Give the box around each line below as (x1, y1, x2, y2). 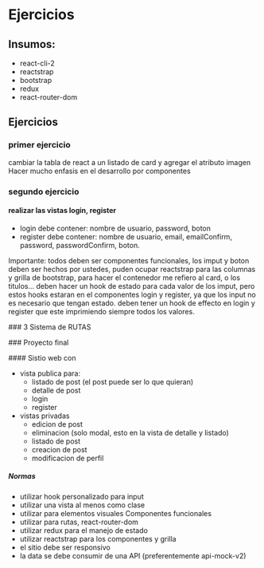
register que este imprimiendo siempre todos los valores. (8, 306, 195, 316)
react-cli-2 (19, 58, 56, 68)
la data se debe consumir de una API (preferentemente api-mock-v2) (19, 550, 247, 560)
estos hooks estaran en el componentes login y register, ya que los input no (8, 290, 256, 299)
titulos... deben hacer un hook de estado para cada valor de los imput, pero (8, 281, 255, 290)
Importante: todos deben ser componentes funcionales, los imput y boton (8, 255, 250, 265)
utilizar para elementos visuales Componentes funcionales (19, 508, 212, 518)
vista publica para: (19, 369, 81, 378)
